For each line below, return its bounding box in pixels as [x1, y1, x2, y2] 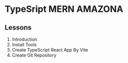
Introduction [11, 36, 37, 42]
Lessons [4, 23, 32, 32]
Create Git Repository [11, 52, 57, 58]
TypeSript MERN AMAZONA [4, 3, 123, 15]
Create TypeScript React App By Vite [11, 47, 88, 53]
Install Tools [11, 42, 37, 48]
